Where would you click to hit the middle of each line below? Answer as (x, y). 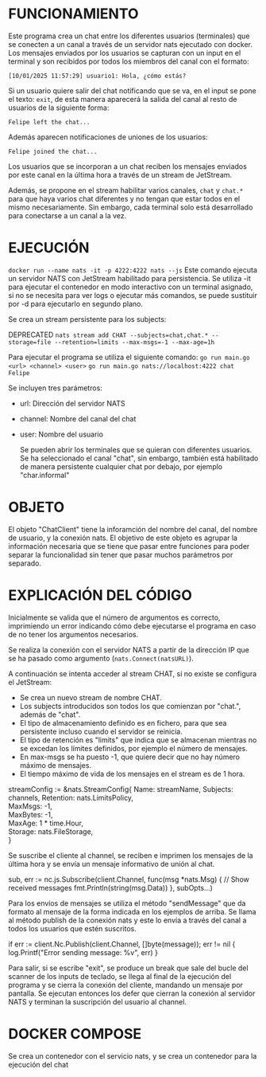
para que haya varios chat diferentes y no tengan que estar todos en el (124, 198)
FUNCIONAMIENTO (73, 14)
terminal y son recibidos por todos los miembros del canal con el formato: (129, 61)
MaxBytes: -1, (31, 814)
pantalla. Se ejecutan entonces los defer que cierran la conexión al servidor (132, 993)
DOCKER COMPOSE (75, 1034)
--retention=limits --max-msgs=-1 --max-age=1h (135, 342)
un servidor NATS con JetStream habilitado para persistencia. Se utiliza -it (130, 278)
